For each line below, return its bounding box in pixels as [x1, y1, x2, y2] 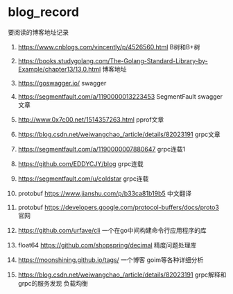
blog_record [8, 4, 79, 20]
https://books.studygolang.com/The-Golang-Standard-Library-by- [17, 56, 208, 65]
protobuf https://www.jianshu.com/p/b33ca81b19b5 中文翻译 [17, 189, 192, 197]
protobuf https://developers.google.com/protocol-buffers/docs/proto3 [17, 203, 219, 211]
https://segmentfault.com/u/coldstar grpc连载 [17, 174, 149, 183]
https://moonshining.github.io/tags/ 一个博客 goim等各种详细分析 [17, 255, 204, 264]
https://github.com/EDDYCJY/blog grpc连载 [17, 159, 144, 168]
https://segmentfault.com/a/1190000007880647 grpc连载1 [17, 145, 186, 153]
